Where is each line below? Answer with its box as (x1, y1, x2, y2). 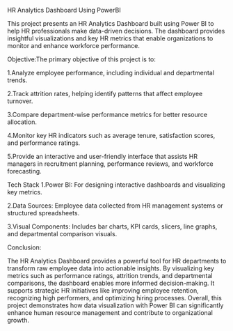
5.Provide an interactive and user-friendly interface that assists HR (7, 153, 198, 160)
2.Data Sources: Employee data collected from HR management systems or (7, 201, 224, 210)
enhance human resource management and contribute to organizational (7, 309, 214, 316)
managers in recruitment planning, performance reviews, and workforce (7, 160, 214, 168)
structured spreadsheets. (7, 209, 80, 217)
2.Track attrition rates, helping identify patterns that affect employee (7, 90, 203, 98)
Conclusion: (7, 243, 42, 252)
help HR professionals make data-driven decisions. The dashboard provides (7, 27, 225, 35)
